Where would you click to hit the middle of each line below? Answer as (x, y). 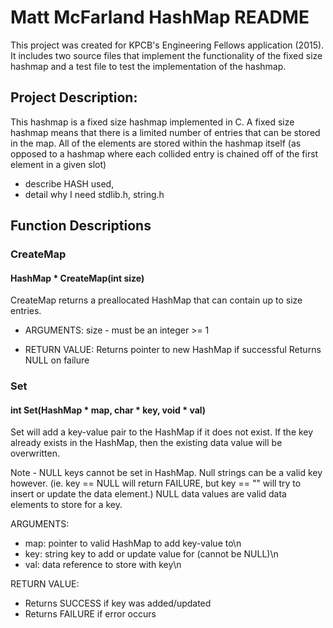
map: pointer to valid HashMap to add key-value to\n (133, 543)
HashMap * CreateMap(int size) (77, 278)
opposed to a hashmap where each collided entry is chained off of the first (164, 153)
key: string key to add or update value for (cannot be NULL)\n (151, 554)
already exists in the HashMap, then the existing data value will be (146, 443)
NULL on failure (57, 360)
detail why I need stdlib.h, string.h (94, 194)
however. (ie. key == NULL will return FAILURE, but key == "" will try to (156, 483)
